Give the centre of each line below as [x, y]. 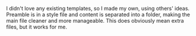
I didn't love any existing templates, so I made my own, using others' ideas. [98, 8]
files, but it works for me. [37, 27]
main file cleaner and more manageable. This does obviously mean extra [95, 21]
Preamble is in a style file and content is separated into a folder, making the [98, 15]
